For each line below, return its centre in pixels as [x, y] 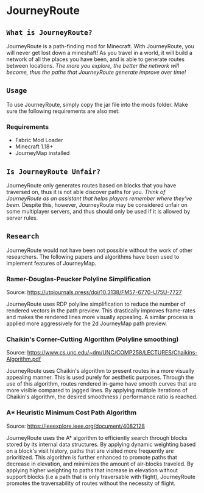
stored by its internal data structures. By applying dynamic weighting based [101, 444]
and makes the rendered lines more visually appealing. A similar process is [100, 317]
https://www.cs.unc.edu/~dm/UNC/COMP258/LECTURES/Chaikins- [112, 353]
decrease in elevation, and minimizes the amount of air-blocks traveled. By [100, 464]
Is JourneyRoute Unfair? [54, 171]
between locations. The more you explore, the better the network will [93, 66]
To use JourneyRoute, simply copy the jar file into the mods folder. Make [97, 104]
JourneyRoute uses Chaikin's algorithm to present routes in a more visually [100, 371]
